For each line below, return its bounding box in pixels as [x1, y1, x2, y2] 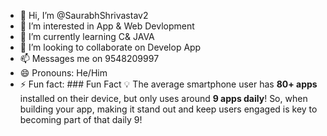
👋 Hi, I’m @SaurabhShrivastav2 [19, 10, 149, 21]
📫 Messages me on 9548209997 [19, 53, 160, 64]
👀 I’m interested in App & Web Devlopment [19, 20, 195, 32]
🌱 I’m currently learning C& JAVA [19, 31, 155, 42]
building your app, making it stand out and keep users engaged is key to [19, 103, 318, 115]
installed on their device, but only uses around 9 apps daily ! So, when [19, 93, 308, 104]
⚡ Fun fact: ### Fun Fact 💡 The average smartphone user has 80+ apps [19, 78, 318, 90]
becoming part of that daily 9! [19, 114, 143, 125]
